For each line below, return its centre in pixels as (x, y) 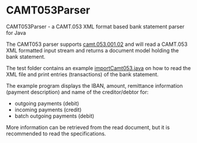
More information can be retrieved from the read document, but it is (88, 127)
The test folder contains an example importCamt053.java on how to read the (98, 68)
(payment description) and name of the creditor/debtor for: (77, 92)
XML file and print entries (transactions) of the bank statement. (82, 74)
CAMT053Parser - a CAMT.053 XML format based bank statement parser (95, 26)
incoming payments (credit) (48, 109)
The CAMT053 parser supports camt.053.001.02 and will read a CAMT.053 (97, 44)
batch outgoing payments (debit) (54, 116)
